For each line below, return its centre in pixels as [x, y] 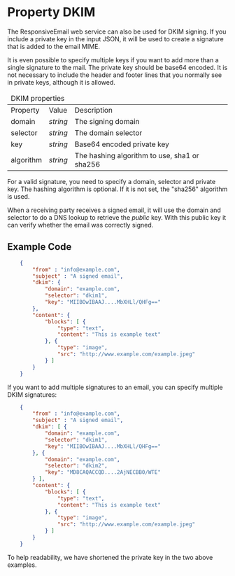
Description [94, 110]
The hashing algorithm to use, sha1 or [137, 155]
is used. [19, 196]
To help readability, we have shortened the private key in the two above [110, 557]
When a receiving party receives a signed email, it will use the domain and [114, 210]
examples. [22, 565]
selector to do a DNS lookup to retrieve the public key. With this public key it [117, 217]
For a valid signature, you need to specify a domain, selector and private [112, 181]
